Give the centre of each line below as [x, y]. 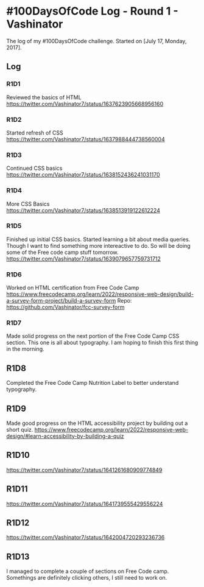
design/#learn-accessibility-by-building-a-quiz [65, 436]
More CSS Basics [28, 204]
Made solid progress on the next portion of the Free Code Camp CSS [93, 336]
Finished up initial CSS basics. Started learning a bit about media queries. [98, 239]
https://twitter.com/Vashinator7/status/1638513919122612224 [83, 210]
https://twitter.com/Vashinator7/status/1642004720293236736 [86, 538]
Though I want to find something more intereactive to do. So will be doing [98, 245]
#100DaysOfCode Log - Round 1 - [92, 11]
